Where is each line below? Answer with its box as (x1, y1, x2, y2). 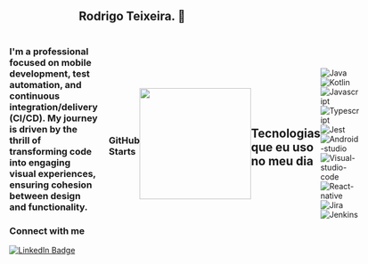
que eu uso (250, 140, 315, 155)
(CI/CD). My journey (9, 112, 98, 124)
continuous (9, 90, 61, 102)
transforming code (9, 145, 93, 157)
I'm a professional (9, 45, 89, 58)
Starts (108, 145, 136, 157)
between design (9, 189, 81, 202)
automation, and (9, 78, 82, 91)
